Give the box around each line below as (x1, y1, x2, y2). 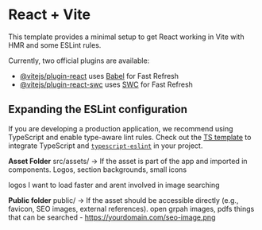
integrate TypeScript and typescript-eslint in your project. (8, 141, 203, 150)
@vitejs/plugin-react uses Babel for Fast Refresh (19, 71, 179, 80)
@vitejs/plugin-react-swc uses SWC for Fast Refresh (19, 80, 193, 89)
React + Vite (8, 6, 91, 24)
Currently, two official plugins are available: (8, 56, 150, 65)
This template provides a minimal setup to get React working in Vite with (8, 32, 245, 41)
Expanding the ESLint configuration (8, 103, 188, 116)
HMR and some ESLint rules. (8, 40, 102, 49)
